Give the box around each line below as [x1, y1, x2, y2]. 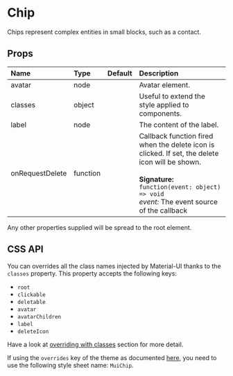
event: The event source [139, 197, 218, 206]
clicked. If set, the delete [139, 148, 219, 158]
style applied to [139, 100, 189, 109]
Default [107, 68, 133, 78]
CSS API [7, 244, 44, 256]
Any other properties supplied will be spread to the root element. [7, 223, 192, 231]
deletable [17, 298, 46, 305]
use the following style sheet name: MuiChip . [7, 361, 134, 369]
